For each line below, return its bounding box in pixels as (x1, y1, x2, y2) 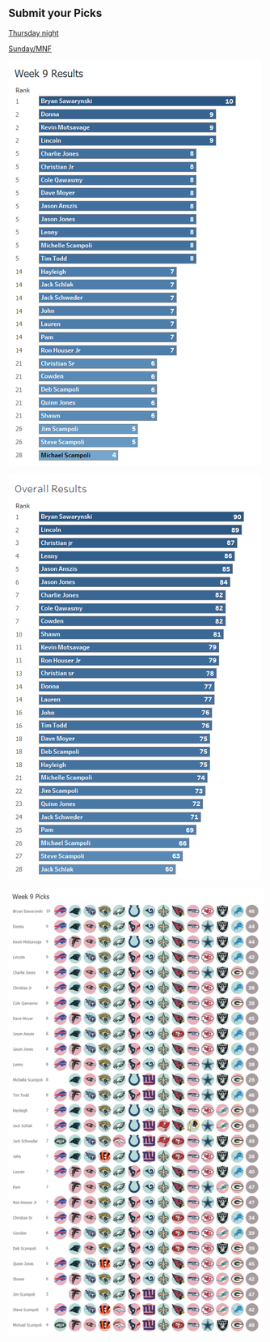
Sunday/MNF (8, 44, 53, 54)
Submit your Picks (8, 6, 103, 20)
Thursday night (8, 28, 59, 37)
